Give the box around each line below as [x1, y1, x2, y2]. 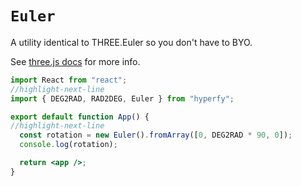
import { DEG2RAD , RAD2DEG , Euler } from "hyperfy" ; [10, 93, 235, 104]
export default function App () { [10, 112, 150, 122]
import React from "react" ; [10, 75, 128, 85]
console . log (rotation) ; [19, 140, 118, 150]
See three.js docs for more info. [10, 55, 141, 67]
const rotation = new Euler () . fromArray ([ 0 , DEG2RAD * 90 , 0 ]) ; [19, 130, 293, 141]
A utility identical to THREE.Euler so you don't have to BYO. [10, 36, 253, 48]
